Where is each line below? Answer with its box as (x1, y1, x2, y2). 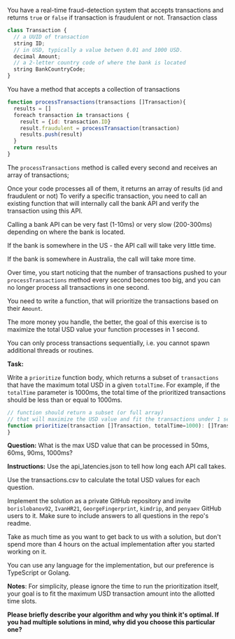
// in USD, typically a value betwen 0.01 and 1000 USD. (13, 46, 183, 53)
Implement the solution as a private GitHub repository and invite (7, 497, 191, 505)
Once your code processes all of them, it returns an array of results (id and (7, 184, 223, 192)
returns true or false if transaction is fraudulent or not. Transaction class (7, 13, 218, 22)
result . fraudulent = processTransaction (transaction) (20, 125, 180, 132)
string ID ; (13, 40, 45, 47)
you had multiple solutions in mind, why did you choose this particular (7, 618, 215, 626)
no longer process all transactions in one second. (7, 283, 150, 291)
